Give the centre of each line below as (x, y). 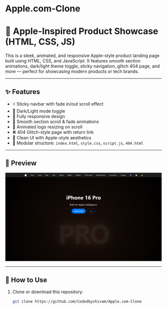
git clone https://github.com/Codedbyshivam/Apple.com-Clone (77, 302)
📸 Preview (21, 163)
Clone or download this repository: (48, 292)
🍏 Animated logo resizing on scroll (47, 126)
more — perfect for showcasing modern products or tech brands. (72, 71)
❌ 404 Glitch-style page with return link (53, 132)
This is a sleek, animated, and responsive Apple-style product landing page (83, 56)
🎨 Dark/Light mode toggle (39, 111)
